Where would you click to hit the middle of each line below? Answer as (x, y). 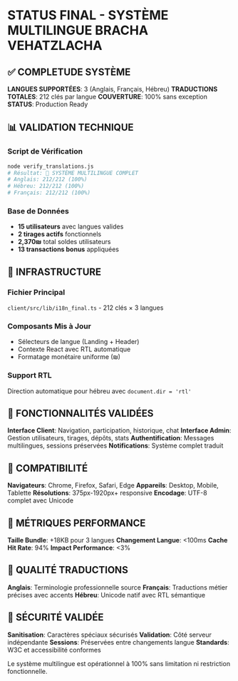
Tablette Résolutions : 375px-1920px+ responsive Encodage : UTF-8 (108, 493)
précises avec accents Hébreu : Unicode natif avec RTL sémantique (107, 595)
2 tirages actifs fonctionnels (59, 234)
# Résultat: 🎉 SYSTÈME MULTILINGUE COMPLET (73, 173)
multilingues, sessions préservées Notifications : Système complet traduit (115, 445)
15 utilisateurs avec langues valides (71, 227)
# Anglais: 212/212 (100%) (47, 180)
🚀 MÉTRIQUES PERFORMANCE (77, 523)
